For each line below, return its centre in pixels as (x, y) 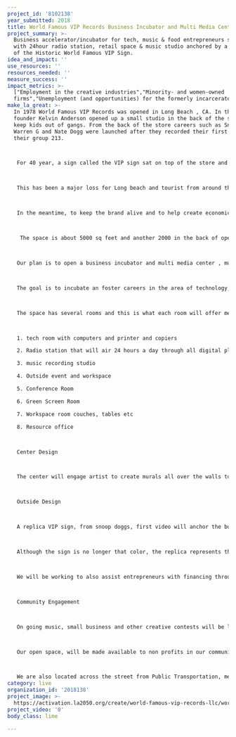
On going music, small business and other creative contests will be (120, 627)
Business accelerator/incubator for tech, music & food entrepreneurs (119, 40)
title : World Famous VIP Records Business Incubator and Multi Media (111, 27)
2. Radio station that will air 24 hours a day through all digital (119, 351)
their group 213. (39, 138)
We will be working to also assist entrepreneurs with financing (114, 577)
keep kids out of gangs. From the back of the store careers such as (117, 125)
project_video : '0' (36, 710)
